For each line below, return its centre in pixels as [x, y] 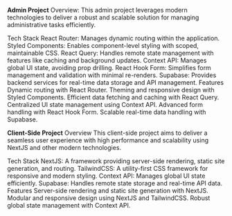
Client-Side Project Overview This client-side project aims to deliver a [107, 133]
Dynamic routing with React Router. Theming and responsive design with [111, 90]
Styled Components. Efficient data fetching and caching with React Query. [113, 97]
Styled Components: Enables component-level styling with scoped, [103, 45]
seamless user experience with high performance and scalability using [108, 140]
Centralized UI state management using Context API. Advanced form [105, 105]
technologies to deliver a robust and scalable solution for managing [103, 17]
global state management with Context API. [69, 205]
